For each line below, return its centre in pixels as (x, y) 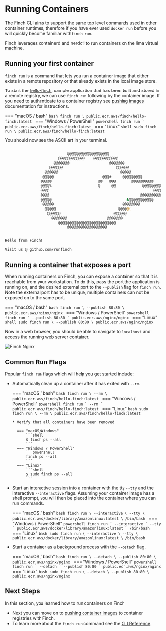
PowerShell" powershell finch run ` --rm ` (57, 404)
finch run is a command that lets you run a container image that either (77, 76)
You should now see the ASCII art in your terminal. (56, 140)
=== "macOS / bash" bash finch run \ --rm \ (60, 393)
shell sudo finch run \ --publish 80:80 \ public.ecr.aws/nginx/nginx (79, 322)
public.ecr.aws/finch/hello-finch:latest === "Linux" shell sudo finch (81, 126)
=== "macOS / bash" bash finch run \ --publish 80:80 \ (65, 307)
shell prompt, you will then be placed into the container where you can (84, 498)
